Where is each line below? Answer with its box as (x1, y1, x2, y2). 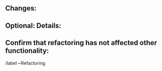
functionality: (5, 47, 49, 55)
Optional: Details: (5, 21, 62, 30)
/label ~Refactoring (5, 60, 46, 66)
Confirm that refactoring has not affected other (5, 39, 157, 47)
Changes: (5, 4, 37, 13)
